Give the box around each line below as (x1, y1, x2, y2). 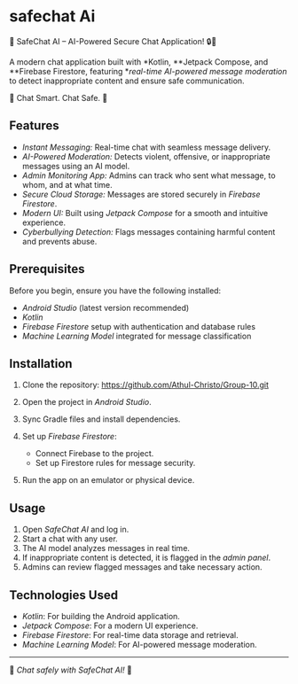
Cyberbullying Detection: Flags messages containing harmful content (21, 226, 276, 237)
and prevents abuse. (21, 236, 98, 246)
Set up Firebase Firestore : (21, 431, 117, 442)
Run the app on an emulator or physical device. (21, 475, 195, 486)
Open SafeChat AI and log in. (21, 525, 129, 535)
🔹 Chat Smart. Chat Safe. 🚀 (9, 92, 108, 103)
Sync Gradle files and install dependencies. (21, 414, 181, 424)
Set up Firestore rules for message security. (35, 458, 196, 469)
